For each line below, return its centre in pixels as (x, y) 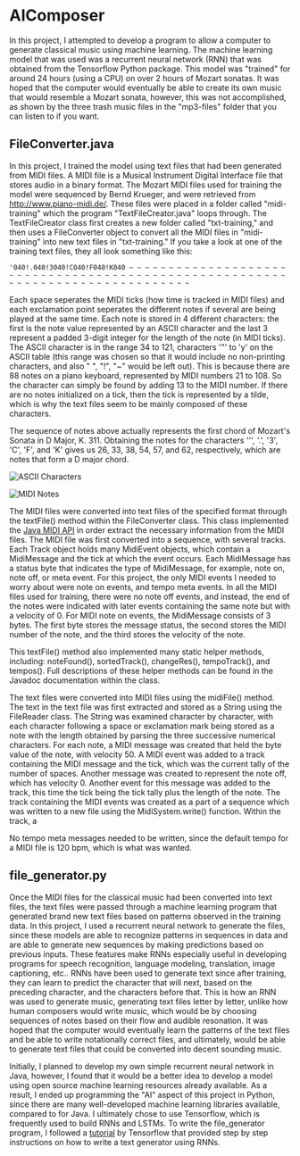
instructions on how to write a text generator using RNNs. (115, 1142)
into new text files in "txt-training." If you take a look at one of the (163, 241)
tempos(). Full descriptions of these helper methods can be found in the (142, 670)
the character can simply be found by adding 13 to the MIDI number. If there (149, 385)
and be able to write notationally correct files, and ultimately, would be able (147, 1039)
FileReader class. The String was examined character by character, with (142, 716)
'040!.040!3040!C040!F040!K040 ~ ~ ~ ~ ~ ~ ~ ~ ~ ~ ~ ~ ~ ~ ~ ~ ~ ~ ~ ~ (147, 267)
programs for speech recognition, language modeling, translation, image (142, 963)
